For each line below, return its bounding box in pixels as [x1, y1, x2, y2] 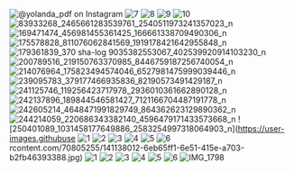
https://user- [237, 123, 285, 134]
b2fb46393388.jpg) [9, 152, 83, 162]
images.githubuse [9, 133, 77, 143]
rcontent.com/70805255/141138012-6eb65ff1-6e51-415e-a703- [9, 142, 245, 153]
